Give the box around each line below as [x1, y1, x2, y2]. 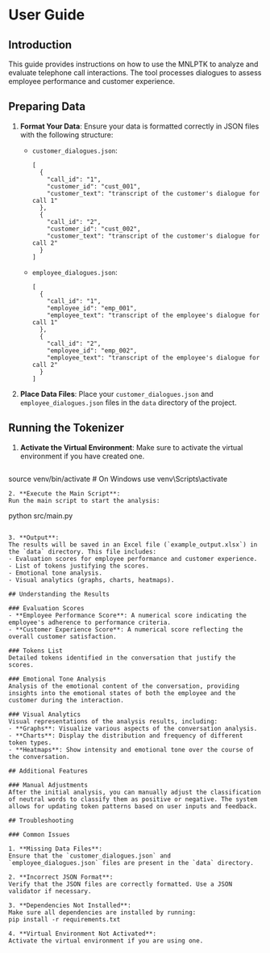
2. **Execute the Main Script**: [8, 489, 121, 498]
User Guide [8, 6, 85, 24]
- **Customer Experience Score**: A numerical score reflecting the [8, 625, 243, 634]
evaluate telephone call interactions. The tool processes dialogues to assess [8, 68, 262, 78]
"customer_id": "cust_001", [47, 182, 141, 191]
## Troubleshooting [8, 816, 74, 824]
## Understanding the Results [8, 590, 110, 598]
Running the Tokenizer [8, 421, 125, 435]
